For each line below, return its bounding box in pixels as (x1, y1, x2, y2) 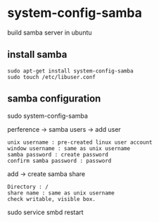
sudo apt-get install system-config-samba (7, 67, 134, 75)
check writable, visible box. (7, 195, 96, 202)
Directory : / (7, 183, 49, 190)
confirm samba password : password (7, 157, 112, 164)
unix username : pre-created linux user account (7, 139, 153, 146)
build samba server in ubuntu (7, 28, 93, 37)
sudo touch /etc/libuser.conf (7, 73, 96, 80)
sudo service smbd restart (7, 208, 84, 216)
